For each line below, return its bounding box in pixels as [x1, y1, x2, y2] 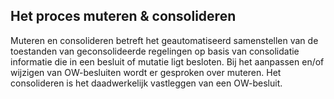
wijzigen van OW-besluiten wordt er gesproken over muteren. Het [10, 66, 282, 78]
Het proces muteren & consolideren [10, 8, 237, 25]
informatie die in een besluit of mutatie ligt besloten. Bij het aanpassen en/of [10, 55, 325, 68]
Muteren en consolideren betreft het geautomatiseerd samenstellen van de [10, 34, 319, 46]
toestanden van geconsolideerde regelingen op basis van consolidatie [10, 45, 300, 57]
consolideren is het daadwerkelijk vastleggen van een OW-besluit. [10, 77, 283, 89]
